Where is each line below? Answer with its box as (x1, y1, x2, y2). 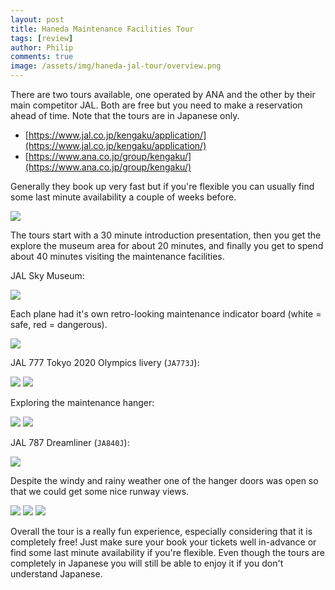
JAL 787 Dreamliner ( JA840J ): (10, 437, 130, 448)
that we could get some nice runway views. (10, 486, 190, 497)
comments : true (10, 52, 74, 62)
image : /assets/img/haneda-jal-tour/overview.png (10, 61, 222, 71)
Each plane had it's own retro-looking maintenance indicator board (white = (10, 308, 322, 320)
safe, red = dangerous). (10, 319, 108, 330)
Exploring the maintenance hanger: (10, 397, 155, 408)
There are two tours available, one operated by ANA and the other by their (10, 89, 316, 100)
